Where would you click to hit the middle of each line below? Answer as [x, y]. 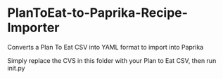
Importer [33, 28]
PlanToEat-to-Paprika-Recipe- [98, 13]
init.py [16, 68]
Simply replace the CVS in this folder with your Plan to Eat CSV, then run [112, 60]
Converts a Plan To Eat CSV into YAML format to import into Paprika [106, 47]
